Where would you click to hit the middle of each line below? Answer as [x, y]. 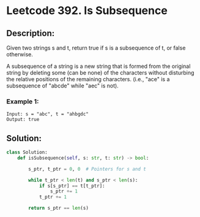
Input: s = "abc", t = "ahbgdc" [47, 114]
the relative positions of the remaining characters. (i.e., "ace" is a [88, 79]
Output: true [23, 120]
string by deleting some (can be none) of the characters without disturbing [100, 73]
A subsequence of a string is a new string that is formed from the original [98, 66]
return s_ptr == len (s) [58, 208]
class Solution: [27, 153]
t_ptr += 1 [53, 197]
